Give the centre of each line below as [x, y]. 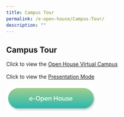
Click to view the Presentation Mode [50, 77]
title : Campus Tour [30, 12]
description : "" [26, 25]
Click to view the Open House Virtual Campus [62, 64]
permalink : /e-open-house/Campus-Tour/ [55, 19]
